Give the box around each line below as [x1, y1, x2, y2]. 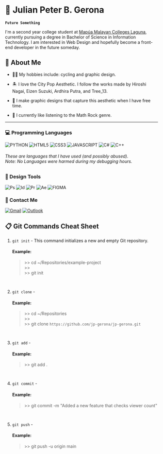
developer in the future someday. [14, 44, 80, 50]
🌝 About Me [5, 58, 41, 67]
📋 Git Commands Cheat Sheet [5, 222, 99, 230]
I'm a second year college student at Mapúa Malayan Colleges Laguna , [5, 29, 147, 35]
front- [141, 39, 153, 45]
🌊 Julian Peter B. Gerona [5, 4, 104, 16]
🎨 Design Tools [5, 174, 41, 180]
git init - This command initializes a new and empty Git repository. [12, 238, 149, 244]
